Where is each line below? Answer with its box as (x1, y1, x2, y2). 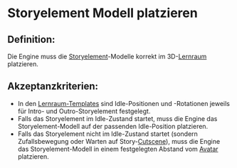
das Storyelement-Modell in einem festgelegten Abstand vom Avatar (17, 145, 218, 153)
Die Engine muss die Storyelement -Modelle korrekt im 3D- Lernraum (7, 52, 207, 61)
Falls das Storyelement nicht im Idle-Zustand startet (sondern (17, 130, 198, 138)
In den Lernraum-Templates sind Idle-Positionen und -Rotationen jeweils (17, 99, 230, 107)
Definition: (7, 33, 56, 46)
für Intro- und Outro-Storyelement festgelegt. (17, 107, 151, 115)
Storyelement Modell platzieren (7, 5, 198, 21)
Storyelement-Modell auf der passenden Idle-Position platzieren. (17, 122, 209, 130)
